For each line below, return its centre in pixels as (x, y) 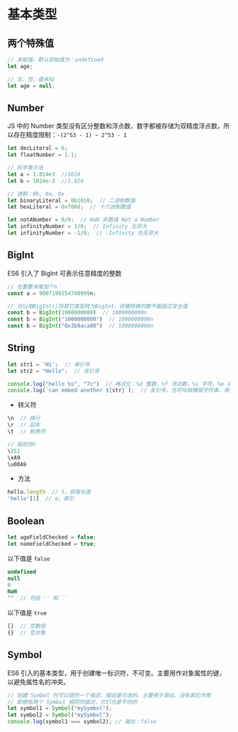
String (21, 348)
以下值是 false (29, 558)
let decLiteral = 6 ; (38, 149)
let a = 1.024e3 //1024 (44, 174)
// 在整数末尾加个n (32, 286)
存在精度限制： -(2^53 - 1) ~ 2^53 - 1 (70, 135)
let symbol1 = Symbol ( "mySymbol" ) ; (60, 709)
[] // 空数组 (27, 626)
